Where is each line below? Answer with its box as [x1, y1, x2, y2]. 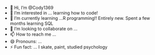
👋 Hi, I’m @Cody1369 [9, 5, 54, 10]
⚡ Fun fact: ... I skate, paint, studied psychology [9, 44, 108, 50]
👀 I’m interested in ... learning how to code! [9, 10, 98, 16]
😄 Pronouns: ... [9, 39, 42, 44]
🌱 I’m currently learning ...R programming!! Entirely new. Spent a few [9, 15, 151, 21]
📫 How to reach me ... [9, 31, 56, 37]
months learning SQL [9, 20, 54, 26]
